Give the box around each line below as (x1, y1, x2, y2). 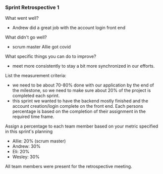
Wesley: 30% (12, 154, 40, 160)
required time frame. (12, 114, 54, 120)
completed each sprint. (12, 93, 60, 99)
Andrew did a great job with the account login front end (12, 25, 125, 31)
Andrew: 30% (12, 143, 41, 149)
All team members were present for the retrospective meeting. (5, 164, 132, 170)
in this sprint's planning (5, 129, 53, 134)
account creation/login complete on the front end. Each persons (12, 103, 144, 109)
